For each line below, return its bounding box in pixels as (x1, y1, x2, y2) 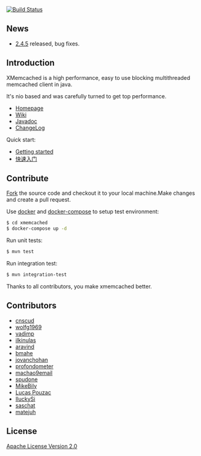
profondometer (15, 363, 54, 370)
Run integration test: (6, 260, 58, 267)
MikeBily (15, 382, 37, 390)
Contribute (6, 173, 49, 184)
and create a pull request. (6, 196, 71, 203)
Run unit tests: (6, 237, 43, 244)
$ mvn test (6, 249, 34, 255)
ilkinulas (15, 336, 36, 344)
